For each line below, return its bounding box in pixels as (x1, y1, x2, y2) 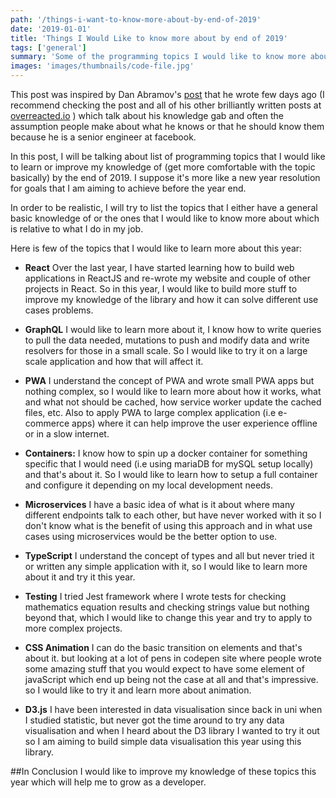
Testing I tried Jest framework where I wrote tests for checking (24, 591, 287, 602)
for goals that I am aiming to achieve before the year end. (10, 182, 247, 194)
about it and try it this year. (24, 571, 136, 583)
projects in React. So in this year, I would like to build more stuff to (24, 283, 298, 295)
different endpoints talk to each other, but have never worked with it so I (24, 509, 322, 521)
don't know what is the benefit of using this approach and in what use (24, 520, 313, 531)
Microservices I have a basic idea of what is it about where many (24, 499, 295, 510)
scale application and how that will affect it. (24, 356, 204, 367)
